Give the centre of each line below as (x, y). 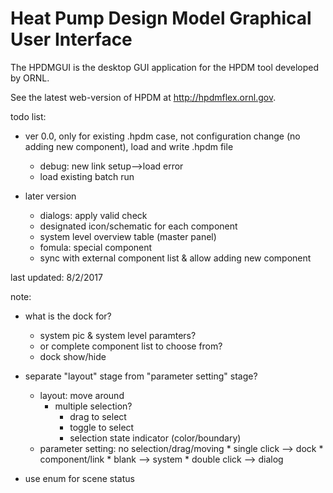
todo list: (28, 116)
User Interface (71, 39)
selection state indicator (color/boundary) (155, 438)
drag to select (98, 416)
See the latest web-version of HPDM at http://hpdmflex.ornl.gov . (143, 97)
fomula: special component (96, 247)
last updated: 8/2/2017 (56, 277)
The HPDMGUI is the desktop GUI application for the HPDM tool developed (165, 67)
